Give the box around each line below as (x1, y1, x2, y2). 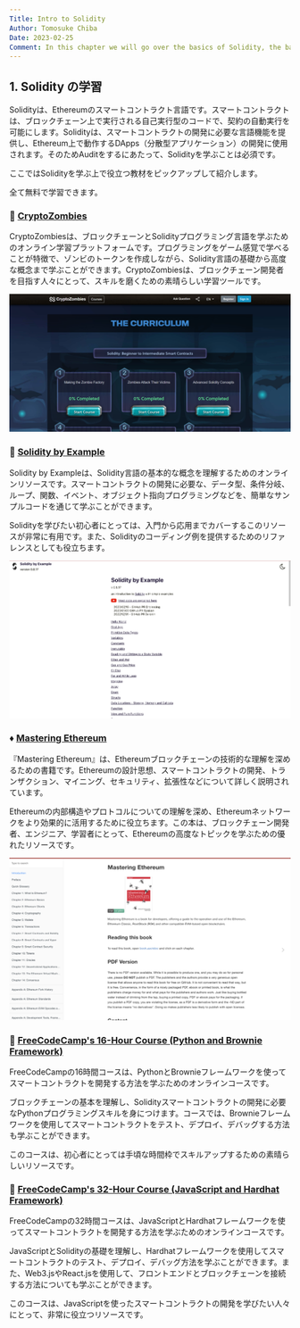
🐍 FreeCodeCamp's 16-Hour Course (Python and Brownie (9, 1033, 263, 1046)
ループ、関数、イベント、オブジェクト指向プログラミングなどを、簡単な (9, 489, 275, 500)
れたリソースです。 (9, 839, 79, 850)
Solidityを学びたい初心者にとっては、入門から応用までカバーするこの (9, 519, 263, 530)
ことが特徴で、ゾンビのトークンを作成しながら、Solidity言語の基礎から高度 (9, 253, 287, 264)
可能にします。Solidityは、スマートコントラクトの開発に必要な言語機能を (9, 127, 279, 137)
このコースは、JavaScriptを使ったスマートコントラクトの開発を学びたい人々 (9, 1299, 291, 1309)
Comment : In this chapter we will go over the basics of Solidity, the (9, 43, 281, 52)
